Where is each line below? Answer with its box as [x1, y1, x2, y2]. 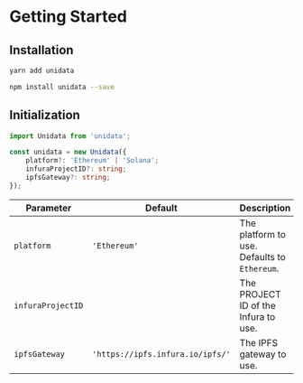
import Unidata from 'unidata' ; [9, 131, 131, 141]
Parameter [25, 201, 72, 214]
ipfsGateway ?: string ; [25, 173, 111, 182]
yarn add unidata [9, 66, 75, 75]
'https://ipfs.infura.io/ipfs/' [91, 349, 232, 359]
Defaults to [239, 250, 286, 263]
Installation [9, 42, 74, 58]
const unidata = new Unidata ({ [9, 147, 127, 157]
